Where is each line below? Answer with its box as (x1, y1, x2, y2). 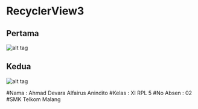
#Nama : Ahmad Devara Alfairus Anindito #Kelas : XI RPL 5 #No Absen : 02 (6, 89, 192, 96)
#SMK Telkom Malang (6, 95, 61, 103)
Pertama (6, 28, 39, 39)
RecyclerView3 (6, 4, 85, 18)
